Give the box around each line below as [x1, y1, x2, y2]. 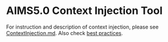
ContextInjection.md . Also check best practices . [6, 29, 123, 36]
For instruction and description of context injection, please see [6, 23, 159, 30]
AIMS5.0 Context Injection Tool [6, 4, 163, 17]
